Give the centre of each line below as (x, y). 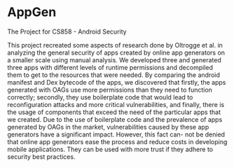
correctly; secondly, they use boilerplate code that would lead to (100, 97)
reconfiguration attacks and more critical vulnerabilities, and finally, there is (116, 104)
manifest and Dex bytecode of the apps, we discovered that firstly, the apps (117, 82)
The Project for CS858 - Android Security (67, 31)
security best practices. (41, 156)
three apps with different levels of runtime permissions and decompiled (110, 67)
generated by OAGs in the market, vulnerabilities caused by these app (108, 127)
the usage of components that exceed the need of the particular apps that (114, 112)
